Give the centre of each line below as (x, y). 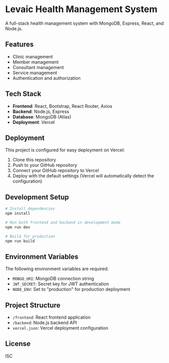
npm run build (20, 241)
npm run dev (18, 227)
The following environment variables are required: (57, 269)
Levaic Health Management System (81, 9)
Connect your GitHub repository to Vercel (56, 170)
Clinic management (33, 56)
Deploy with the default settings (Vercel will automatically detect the (83, 176)
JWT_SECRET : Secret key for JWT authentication (61, 284)
